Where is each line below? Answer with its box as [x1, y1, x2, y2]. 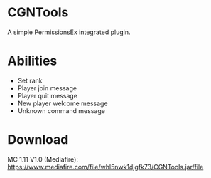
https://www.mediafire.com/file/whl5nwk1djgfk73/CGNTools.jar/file [7, 162, 204, 171]
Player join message [17, 83, 77, 93]
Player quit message [17, 91, 78, 100]
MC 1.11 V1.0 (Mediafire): [7, 155, 78, 164]
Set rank [17, 76, 43, 85]
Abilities [7, 53, 58, 69]
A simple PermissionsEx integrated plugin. [7, 28, 131, 36]
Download [7, 132, 69, 148]
